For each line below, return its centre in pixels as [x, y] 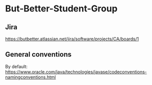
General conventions [38, 54]
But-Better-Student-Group [61, 9]
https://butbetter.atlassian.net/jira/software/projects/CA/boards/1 [72, 39]
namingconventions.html [30, 77]
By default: [16, 66]
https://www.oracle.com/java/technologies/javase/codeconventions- [76, 72]
